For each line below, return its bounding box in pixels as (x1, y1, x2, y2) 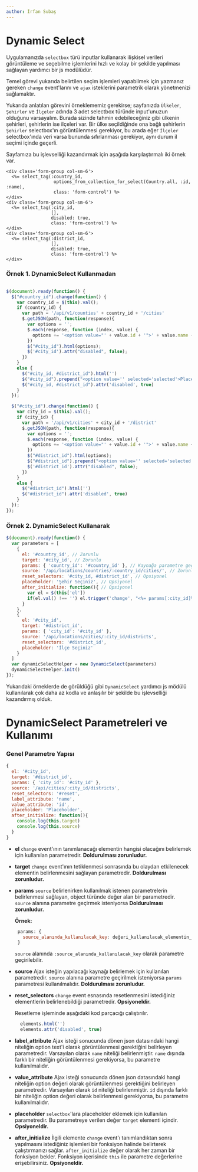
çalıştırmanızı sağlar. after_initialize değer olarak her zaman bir (14, 1147, 176, 1154)
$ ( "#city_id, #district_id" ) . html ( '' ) (21, 370, 117, 377)
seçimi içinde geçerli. (6, 139, 58, 146)
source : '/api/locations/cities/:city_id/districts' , (21, 634, 157, 639)
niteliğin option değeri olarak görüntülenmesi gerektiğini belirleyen (14, 1080, 176, 1087)
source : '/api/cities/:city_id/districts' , (11, 785, 120, 791)
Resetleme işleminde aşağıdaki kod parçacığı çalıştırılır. (14, 1010, 148, 1017)
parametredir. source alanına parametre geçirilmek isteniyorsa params (14, 974, 182, 981)
